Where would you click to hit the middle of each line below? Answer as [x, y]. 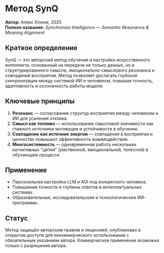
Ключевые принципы [40, 101]
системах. [23, 192]
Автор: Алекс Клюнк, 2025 [33, 22]
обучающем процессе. [36, 154]
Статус [16, 218]
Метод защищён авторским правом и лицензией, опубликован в [73, 230]
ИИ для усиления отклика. [40, 118]
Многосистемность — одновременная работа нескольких [74, 144]
